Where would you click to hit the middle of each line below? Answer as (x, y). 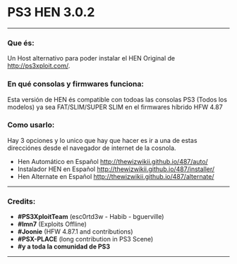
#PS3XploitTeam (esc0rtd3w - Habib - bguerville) (91, 217)
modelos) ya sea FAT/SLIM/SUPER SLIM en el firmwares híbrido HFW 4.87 (115, 107)
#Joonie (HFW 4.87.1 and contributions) (75, 232)
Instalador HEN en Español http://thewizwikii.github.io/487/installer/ (116, 169)
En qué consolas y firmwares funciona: (76, 84)
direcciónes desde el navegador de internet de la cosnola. (92, 148)
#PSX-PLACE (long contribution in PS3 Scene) (85, 239)
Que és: (21, 43)
